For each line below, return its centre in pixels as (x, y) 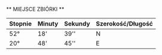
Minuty (48, 24)
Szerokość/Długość (125, 24)
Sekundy (77, 24)
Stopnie (20, 24)
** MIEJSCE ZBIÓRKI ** (35, 9)
